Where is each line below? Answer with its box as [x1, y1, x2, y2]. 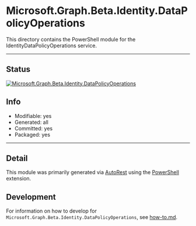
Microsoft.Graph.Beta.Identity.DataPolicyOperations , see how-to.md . [6, 214, 178, 221]
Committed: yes [14, 124, 53, 132]
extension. [6, 175, 32, 182]
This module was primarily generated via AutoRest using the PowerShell [6, 169, 180, 176]
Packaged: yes [14, 131, 51, 138]
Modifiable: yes [14, 112, 52, 119]
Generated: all [14, 119, 48, 126]
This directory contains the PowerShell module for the [6, 36, 136, 43]
